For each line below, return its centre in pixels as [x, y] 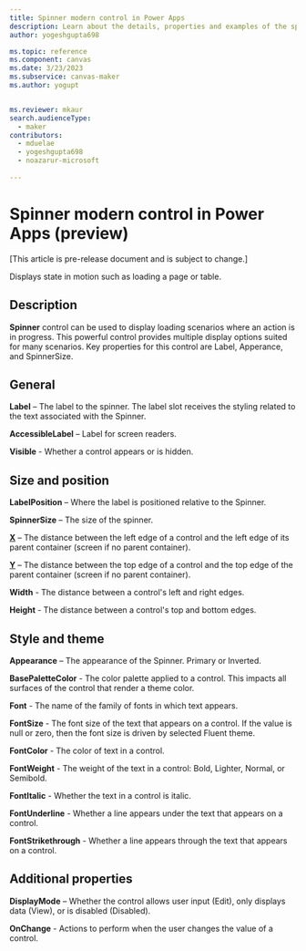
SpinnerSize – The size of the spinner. [81, 520]
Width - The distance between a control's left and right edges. [127, 593]
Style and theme [57, 639]
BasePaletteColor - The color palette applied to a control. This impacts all [148, 678]
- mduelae [36, 144]
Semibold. [28, 778]
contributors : [36, 135]
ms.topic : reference [49, 51]
